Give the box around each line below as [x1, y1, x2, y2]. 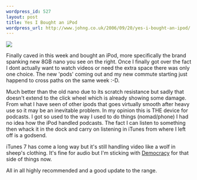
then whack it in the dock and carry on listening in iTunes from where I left [6, 125, 186, 133]
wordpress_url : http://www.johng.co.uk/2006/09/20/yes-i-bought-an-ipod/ [6, 25, 191, 31]
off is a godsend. [6, 132, 47, 139]
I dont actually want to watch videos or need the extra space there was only [6, 64, 190, 72]
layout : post [6, 14, 38, 20]
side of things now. [6, 156, 52, 163]
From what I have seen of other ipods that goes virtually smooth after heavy [6, 101, 190, 108]
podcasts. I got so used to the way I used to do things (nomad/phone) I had [6, 113, 189, 120]
